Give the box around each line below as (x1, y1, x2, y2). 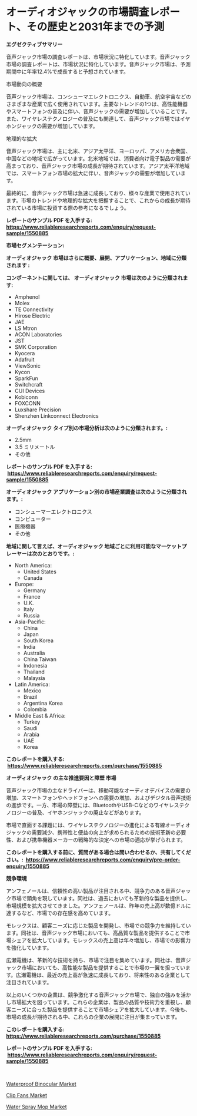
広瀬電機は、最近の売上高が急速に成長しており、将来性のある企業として (15, 971, 191, 978)
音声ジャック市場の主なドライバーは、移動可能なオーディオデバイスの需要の (6, 787, 191, 794)
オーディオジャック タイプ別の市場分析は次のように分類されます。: (6, 424, 168, 431)
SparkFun (14, 375, 38, 382)
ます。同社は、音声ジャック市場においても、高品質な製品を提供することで (6, 929, 185, 936)
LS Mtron (14, 325, 37, 332)
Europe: (14, 580, 34, 587)
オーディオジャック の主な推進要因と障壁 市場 (6, 774, 116, 781)
